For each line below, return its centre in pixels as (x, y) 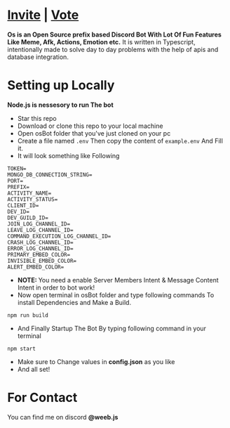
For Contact (42, 398)
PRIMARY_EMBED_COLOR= (39, 254)
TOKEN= (17, 169)
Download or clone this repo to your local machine (90, 126)
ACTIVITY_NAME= (29, 193)
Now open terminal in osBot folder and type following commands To (116, 294)
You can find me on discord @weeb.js (63, 417)
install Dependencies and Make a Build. (74, 302)
